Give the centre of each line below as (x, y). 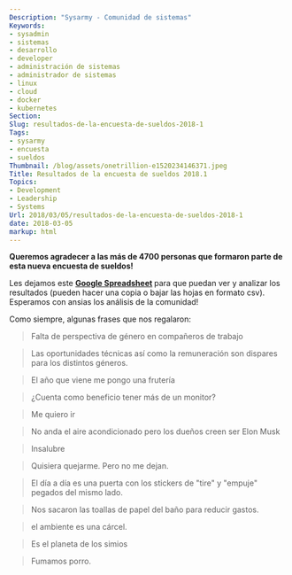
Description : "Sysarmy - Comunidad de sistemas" (100, 17)
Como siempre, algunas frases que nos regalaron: (100, 319)
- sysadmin (29, 34)
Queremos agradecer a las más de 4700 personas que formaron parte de (146, 257)
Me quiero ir (53, 415)
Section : (25, 116)
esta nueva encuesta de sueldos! (72, 266)
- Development (35, 190)
